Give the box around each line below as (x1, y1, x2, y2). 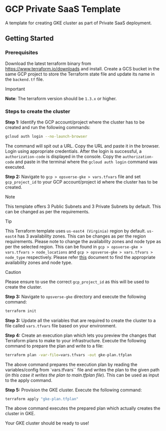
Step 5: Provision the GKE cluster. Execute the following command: (5, 387, 142, 393)
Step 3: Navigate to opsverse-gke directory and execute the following (5, 294, 146, 300)
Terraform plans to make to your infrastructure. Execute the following (5, 337, 146, 343)
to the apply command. (5, 377, 53, 383)
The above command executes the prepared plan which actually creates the (5, 405, 161, 411)
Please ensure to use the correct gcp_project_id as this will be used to (5, 279, 150, 285)
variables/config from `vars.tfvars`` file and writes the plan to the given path (5, 367, 160, 372)
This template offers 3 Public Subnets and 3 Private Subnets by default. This (5, 203, 161, 209)
